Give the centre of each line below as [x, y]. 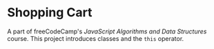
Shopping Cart [50, 13]
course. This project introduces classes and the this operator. [96, 38]
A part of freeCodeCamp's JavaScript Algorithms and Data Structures [107, 31]
